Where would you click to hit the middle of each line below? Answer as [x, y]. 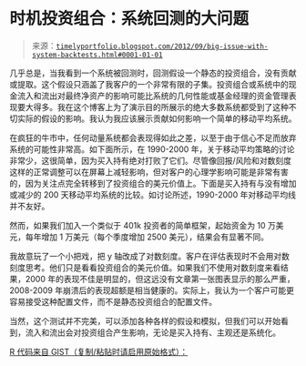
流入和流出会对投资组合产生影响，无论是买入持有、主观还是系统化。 [153, 332]
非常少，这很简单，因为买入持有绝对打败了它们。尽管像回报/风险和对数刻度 [151, 160]
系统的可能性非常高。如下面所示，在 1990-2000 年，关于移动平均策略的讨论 [152, 149]
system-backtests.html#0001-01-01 [97, 55]
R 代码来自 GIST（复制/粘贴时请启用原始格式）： [99, 351]
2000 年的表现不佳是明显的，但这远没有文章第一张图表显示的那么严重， [160, 279]
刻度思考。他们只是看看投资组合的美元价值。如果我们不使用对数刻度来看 [145, 267]
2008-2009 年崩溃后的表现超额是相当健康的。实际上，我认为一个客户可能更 [152, 290]
